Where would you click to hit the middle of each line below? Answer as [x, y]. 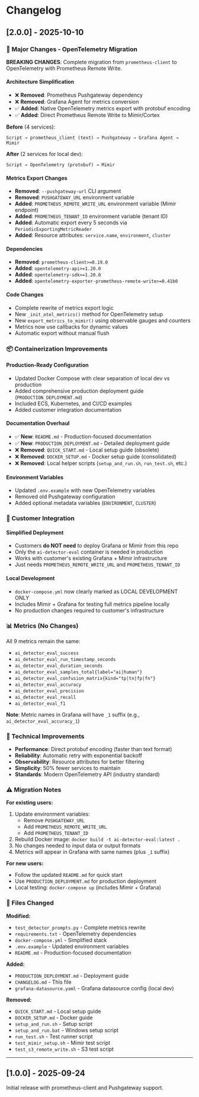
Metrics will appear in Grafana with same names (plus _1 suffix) [92, 852]
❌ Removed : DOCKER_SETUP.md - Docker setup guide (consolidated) [95, 457]
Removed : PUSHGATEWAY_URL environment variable [74, 198]
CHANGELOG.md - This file [43, 982]
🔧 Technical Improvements [45, 736]
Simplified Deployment [35, 532]
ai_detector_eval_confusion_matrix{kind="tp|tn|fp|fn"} [85, 678]
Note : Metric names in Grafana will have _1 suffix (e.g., [73, 714]
